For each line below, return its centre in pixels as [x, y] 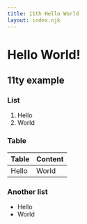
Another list [27, 191]
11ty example [36, 81]
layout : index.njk [34, 20]
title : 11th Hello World [43, 14]
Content [50, 159]
